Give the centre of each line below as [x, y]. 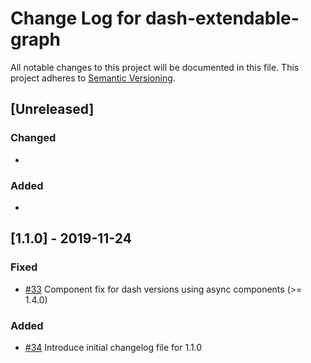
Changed [33, 138]
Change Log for [76, 18]
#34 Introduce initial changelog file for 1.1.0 [113, 347]
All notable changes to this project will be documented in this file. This [155, 67]
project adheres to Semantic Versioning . [93, 78]
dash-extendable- [222, 18]
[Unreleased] [52, 109]
